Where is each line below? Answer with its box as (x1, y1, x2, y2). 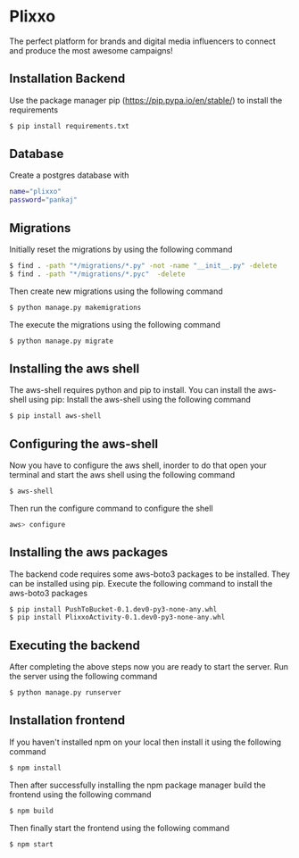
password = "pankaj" (9, 196, 78, 204)
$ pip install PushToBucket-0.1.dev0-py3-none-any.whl (9, 604, 218, 613)
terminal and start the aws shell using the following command (9, 470, 236, 479)
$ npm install (9, 763, 62, 772)
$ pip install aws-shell (9, 412, 102, 421)
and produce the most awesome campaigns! (9, 45, 173, 55)
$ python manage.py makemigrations (9, 303, 142, 312)
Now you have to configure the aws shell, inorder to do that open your (9, 460, 267, 471)
